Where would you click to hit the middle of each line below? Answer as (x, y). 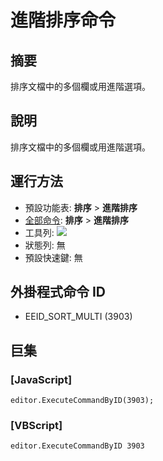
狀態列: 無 (45, 245)
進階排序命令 (63, 20)
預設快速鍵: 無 (53, 257)
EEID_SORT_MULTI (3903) (78, 317)
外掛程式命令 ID (58, 292)
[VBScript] (36, 426)
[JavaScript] (41, 379)
